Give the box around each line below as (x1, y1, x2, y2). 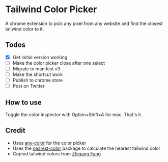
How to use (5, 98, 42, 106)
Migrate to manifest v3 (12, 65, 60, 72)
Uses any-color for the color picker (12, 140, 87, 146)
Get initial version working (12, 54, 68, 60)
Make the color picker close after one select (12, 60, 105, 66)
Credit (5, 126, 25, 135)
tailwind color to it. (5, 25, 44, 32)
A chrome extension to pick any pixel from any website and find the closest (5, 20, 163, 26)
